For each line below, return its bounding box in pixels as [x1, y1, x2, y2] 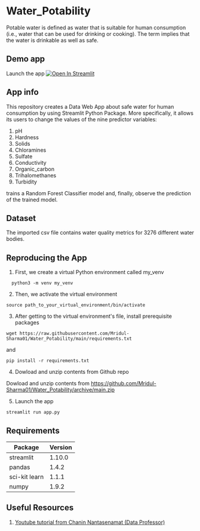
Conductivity [14, 159, 47, 166]
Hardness [14, 133, 39, 141]
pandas [9, 463, 30, 471]
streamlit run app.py [6, 409, 60, 416]
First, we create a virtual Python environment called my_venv [14, 269, 164, 276]
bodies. [6, 235, 25, 243]
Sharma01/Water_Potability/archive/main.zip [6, 386, 115, 394]
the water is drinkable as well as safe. [6, 36, 99, 44]
